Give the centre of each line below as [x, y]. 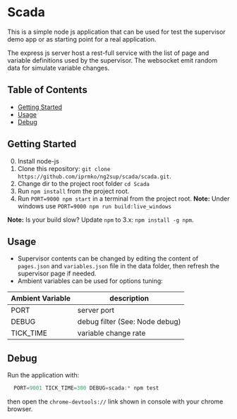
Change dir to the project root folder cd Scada [84, 183]
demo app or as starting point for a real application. [82, 39]
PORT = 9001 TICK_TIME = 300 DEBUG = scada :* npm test [86, 388]
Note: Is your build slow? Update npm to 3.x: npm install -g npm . [101, 220]
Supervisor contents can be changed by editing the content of [108, 258]
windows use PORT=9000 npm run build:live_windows [94, 206]
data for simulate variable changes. [59, 68]
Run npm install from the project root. [73, 191]
